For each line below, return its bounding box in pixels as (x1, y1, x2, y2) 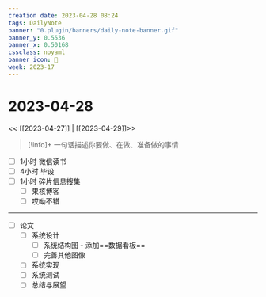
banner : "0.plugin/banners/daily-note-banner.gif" (8, 26, 179, 34)
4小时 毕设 (19, 166, 55, 176)
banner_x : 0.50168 (8, 41, 69, 49)
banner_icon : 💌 (8, 56, 59, 64)
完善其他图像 (43, 250, 85, 260)
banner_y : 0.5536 (8, 33, 66, 42)
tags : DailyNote (8, 19, 62, 27)
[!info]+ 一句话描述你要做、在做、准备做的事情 (27, 139, 180, 149)
